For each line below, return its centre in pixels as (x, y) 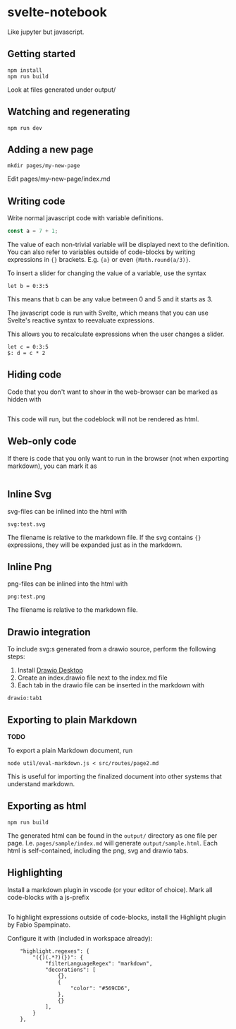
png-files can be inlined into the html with (68, 584)
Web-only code (42, 441)
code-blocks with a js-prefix (48, 897)
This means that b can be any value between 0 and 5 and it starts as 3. (110, 299)
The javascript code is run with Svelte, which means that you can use (108, 313)
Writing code (36, 201)
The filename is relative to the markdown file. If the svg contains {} (104, 537)
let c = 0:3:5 (28, 347)
